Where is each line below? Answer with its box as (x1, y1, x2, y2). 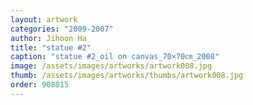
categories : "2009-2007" (10, 24, 114, 34)
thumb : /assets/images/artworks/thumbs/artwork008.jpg (10, 71, 244, 81)
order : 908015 (10, 80, 70, 90)
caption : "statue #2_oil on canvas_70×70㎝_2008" (10, 52, 220, 62)
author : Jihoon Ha (10, 33, 87, 43)
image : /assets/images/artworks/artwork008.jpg (10, 61, 213, 71)
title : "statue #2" (10, 42, 92, 53)
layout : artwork (10, 14, 78, 25)
